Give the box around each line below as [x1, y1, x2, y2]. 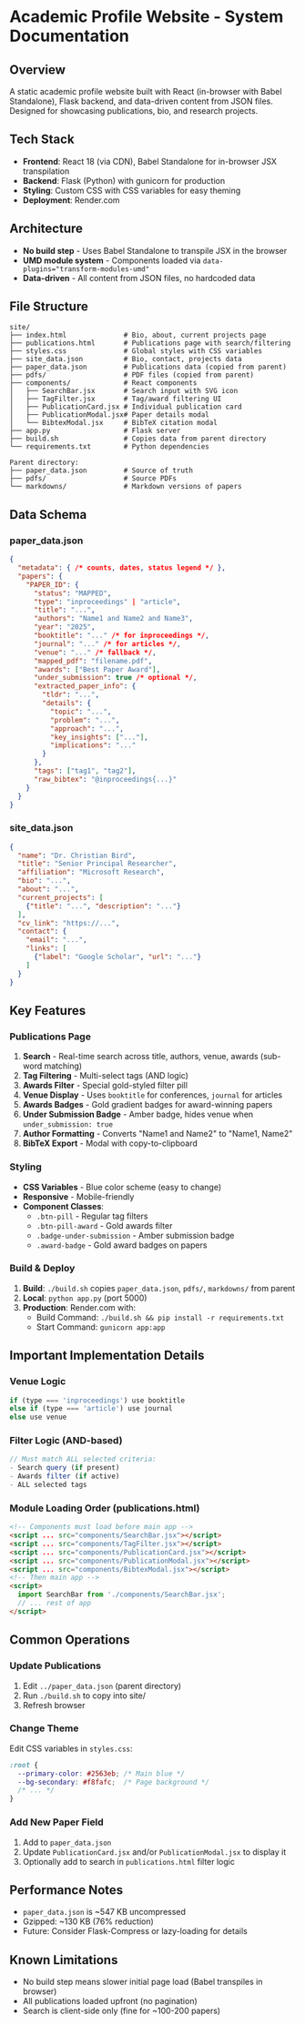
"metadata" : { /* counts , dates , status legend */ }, [17, 563, 226, 572]
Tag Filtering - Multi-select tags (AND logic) [22, 1070, 189, 1081]
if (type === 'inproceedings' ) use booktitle [9, 1395, 185, 1405]
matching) [44, 1060, 83, 1071]
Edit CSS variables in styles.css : [9, 1743, 134, 1754]
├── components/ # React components [9, 379, 198, 388]
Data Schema [9, 507, 87, 522]
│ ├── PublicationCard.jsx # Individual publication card [9, 402, 243, 411]
